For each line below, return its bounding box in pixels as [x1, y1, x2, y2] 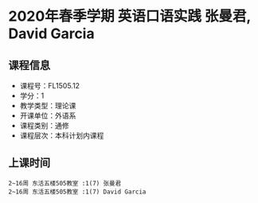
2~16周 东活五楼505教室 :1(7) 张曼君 [8, 179, 122, 187]
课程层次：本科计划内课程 [19, 131, 104, 140]
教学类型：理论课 [19, 101, 76, 110]
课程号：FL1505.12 [19, 81, 80, 90]
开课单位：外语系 [19, 111, 76, 120]
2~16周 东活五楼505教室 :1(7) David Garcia [8, 188, 147, 196]
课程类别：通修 [19, 121, 69, 130]
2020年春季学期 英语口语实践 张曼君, [8, 7, 251, 25]
